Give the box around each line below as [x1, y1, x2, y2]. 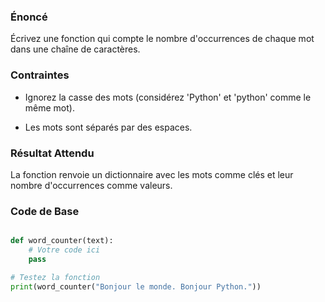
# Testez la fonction [10, 272, 101, 282]
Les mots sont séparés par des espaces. [24, 121, 193, 133]
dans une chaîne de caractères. [10, 43, 141, 55]
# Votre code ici [28, 245, 101, 255]
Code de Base [10, 204, 80, 218]
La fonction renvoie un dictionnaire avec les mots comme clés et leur [10, 168, 294, 180]
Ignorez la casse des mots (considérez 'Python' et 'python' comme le [24, 91, 312, 103]
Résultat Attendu [10, 146, 95, 160]
